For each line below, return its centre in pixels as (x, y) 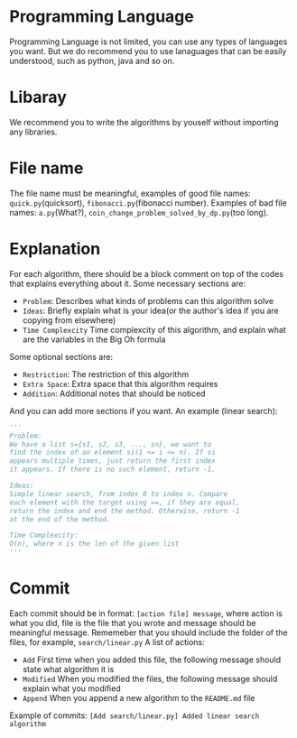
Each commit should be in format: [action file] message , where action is (146, 613)
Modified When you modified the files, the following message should (150, 678)
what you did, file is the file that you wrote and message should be (133, 623)
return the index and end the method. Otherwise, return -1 (125, 511)
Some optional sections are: (61, 356)
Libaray (38, 97)
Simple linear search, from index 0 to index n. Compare (119, 494)
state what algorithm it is (68, 669)
